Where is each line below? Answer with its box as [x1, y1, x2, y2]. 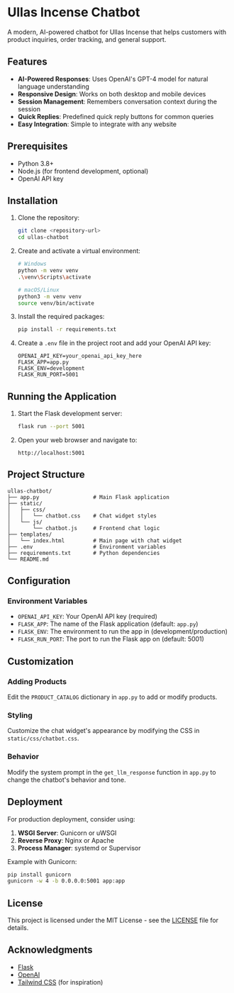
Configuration [7, 575, 71, 587]
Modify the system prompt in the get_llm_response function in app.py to [7, 768, 216, 776]
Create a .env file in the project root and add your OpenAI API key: [17, 339, 211, 347]
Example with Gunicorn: [7, 857, 77, 865]
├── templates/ [7, 531, 52, 538]
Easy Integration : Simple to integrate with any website [17, 120, 177, 128]
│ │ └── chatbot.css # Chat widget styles [7, 512, 157, 520]
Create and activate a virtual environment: [17, 247, 140, 255]
